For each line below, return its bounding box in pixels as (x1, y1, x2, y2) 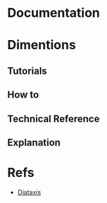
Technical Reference (7, 112, 100, 124)
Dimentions (7, 37, 76, 53)
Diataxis (17, 188, 42, 196)
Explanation (7, 136, 61, 148)
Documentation (7, 5, 101, 21)
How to (7, 89, 39, 101)
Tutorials (7, 65, 47, 77)
